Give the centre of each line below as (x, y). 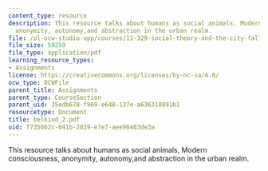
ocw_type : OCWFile (39, 82)
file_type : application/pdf (55, 53)
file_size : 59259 (37, 46)
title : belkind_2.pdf (44, 120)
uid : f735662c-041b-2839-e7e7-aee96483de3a (82, 127)
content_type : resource (48, 16)
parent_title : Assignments (53, 90)
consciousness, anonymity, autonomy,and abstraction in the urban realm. (129, 158)
